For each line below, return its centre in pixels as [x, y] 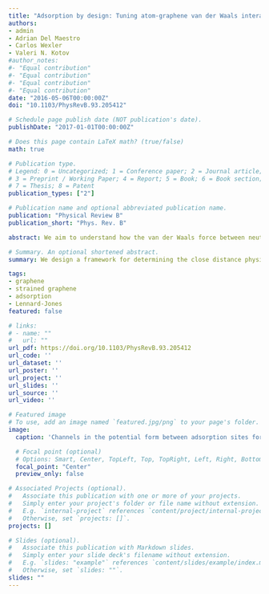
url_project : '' [35, 378]
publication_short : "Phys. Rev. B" [68, 223]
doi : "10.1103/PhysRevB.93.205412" [68, 105]
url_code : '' [30, 356]
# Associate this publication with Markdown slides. [102, 548]
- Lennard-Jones [35, 303]
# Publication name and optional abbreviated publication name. [118, 208]
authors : [23, 23]
